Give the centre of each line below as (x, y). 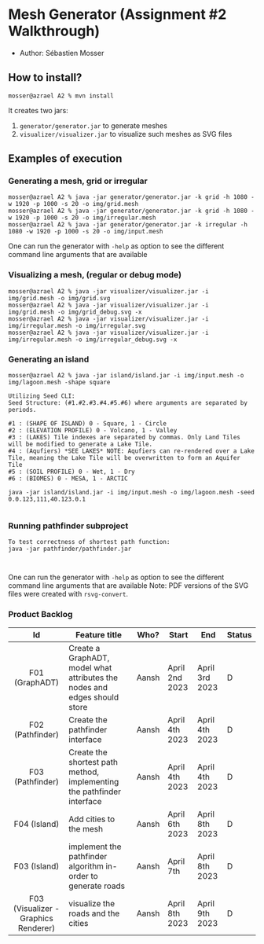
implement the (95, 847)
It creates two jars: (38, 110)
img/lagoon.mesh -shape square (59, 383)
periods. (22, 410)
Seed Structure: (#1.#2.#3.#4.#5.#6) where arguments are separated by (128, 403)
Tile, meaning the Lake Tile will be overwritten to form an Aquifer (125, 458)
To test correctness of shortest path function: (89, 542)
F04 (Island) (37, 824)
